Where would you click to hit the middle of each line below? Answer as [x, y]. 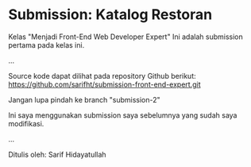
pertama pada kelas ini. [46, 45]
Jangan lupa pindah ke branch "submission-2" [84, 99]
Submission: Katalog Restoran [110, 15]
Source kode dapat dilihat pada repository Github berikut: [102, 76]
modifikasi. [26, 123]
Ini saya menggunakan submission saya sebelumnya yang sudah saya [123, 115]
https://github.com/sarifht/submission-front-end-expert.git [104, 84]
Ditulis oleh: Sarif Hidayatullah [57, 154]
